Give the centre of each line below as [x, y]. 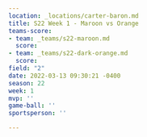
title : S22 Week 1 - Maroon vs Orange [73, 23]
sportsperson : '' [38, 114]
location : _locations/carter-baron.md [73, 16]
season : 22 [27, 83]
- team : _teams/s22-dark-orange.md [68, 53]
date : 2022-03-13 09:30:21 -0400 [65, 76]
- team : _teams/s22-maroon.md [59, 38]
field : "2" [27, 68]
